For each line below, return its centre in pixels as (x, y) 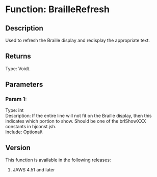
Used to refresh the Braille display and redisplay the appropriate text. (78, 40)
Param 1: (16, 99)
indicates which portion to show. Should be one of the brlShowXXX (76, 121)
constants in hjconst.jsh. (31, 126)
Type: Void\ (17, 68)
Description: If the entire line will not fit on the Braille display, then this (78, 115)
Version (18, 148)
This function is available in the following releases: (58, 160)
